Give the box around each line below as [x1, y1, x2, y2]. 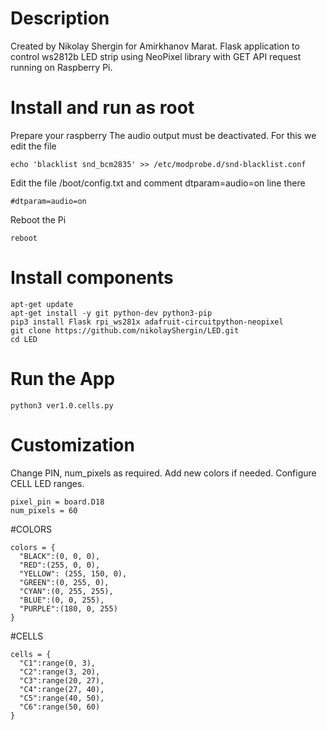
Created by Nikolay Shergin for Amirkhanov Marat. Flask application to [10, 40, 300, 52]
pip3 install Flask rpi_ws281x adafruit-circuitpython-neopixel [10, 317, 284, 327]
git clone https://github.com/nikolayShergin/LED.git [10, 325, 240, 336]
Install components [10, 267, 174, 289]
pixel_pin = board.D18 [10, 497, 105, 507]
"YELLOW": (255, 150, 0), [19, 568, 128, 579]
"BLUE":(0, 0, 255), [19, 595, 105, 605]
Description [10, 7, 110, 30]
